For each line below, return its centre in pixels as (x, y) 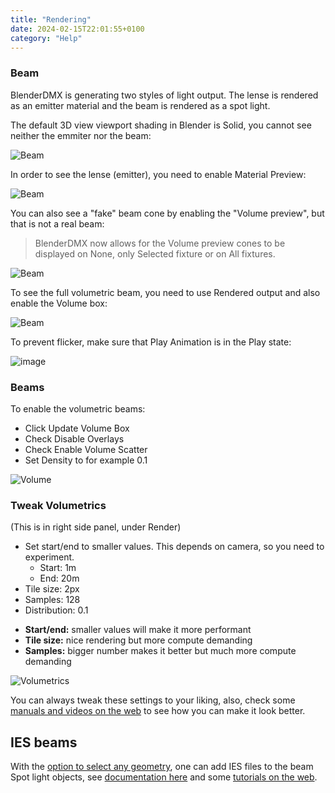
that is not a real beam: (57, 223)
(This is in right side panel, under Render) (96, 527)
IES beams (44, 742)
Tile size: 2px (52, 589)
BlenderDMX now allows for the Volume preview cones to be (160, 243)
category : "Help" (46, 38)
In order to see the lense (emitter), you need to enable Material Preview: (158, 174)
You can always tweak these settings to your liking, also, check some (153, 700)
